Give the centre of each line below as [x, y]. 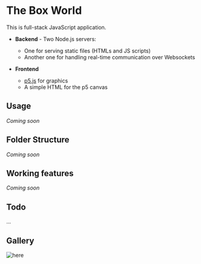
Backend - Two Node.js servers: [56, 39]
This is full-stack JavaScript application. [56, 27]
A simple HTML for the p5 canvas [66, 87]
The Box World [44, 11]
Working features [40, 173]
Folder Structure [38, 140]
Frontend [27, 69]
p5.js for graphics [46, 81]
